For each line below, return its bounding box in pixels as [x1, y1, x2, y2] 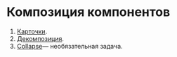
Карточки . [16, 27, 48, 35]
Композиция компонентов [6, 4, 171, 20]
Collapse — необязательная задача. [16, 42, 124, 50]
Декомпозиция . [16, 34, 65, 42]
